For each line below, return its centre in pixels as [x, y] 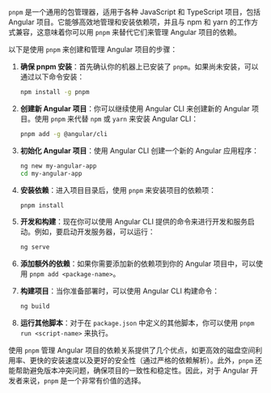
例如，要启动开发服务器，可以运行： [95, 232]
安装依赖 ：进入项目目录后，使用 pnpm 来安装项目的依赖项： [118, 190]
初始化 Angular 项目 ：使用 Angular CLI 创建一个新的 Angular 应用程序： [140, 150]
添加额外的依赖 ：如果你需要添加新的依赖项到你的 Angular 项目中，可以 [138, 264]
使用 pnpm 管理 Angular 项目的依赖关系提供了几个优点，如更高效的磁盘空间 [132, 350]
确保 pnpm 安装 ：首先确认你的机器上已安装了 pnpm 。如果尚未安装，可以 [139, 66]
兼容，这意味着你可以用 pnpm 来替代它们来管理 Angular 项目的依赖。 [128, 32]
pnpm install [42, 205]
